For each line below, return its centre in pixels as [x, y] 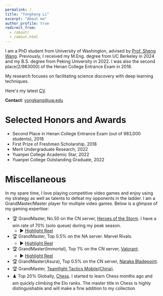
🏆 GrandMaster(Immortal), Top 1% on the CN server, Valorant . [75, 248]
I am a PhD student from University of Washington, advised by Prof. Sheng [81, 51]
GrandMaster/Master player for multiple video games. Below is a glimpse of [81, 203]
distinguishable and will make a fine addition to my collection [74, 288]
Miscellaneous [36, 179]
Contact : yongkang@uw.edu [34, 100]
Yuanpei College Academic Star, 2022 [51, 154]
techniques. [17, 81]
